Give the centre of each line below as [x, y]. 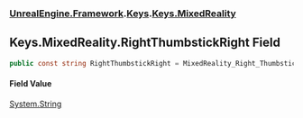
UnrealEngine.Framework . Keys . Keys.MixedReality [123, 14]
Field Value [31, 84]
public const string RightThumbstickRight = [94, 63]
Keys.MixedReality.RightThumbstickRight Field [145, 43]
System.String [36, 104]
